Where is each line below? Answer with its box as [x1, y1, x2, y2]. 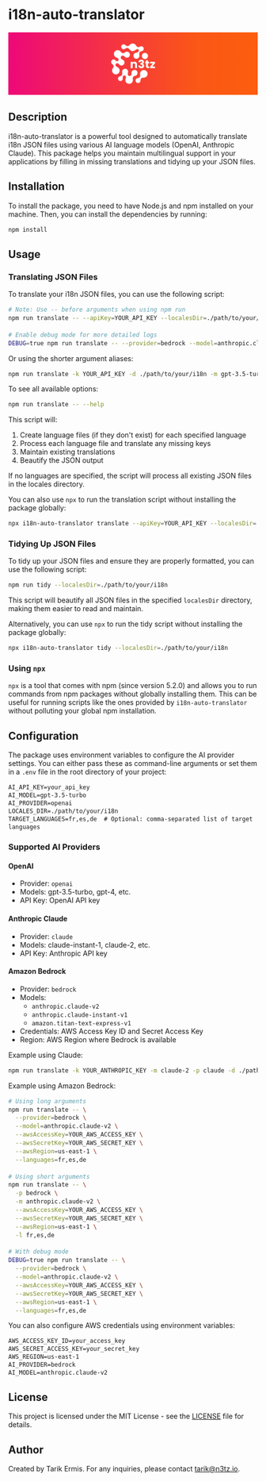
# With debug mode [8, 1248, 69, 1256]
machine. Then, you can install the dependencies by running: [8, 209, 207, 219]
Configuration [8, 729, 79, 743]
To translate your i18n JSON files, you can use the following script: [8, 290, 225, 299]
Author [8, 1443, 44, 1456]
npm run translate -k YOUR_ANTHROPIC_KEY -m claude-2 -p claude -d [8, 1066, 236, 1075]
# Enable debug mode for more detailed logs [8, 331, 158, 339]
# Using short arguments [8, 1172, 90, 1180]
